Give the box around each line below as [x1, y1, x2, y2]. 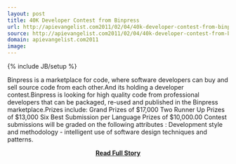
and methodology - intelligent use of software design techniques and [7, 128, 207, 136]
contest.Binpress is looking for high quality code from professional [7, 90, 200, 99]
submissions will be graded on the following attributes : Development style [7, 121, 223, 128]
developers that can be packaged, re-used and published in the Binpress [7, 98, 218, 106]
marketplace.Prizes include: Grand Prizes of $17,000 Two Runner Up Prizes [7, 106, 225, 114]
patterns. [7, 135, 34, 144]
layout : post [7, 10, 46, 18]
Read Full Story [95, 149, 141, 157]
